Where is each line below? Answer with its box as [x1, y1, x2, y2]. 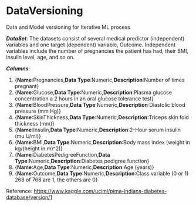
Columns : [6, 65, 31, 72]
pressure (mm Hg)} [14, 107, 62, 114]
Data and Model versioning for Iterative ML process [6, 23, 131, 31]
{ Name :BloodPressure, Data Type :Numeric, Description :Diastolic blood [14, 101, 185, 108]
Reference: [6, 187, 33, 194]
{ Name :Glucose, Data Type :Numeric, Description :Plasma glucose [14, 89, 172, 96]
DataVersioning [6, 4, 83, 18]
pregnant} [14, 82, 39, 89]
